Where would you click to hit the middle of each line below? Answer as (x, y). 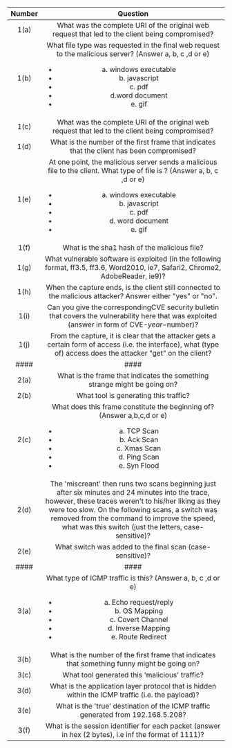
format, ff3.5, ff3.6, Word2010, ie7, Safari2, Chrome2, (133, 267)
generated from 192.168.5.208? (133, 714)
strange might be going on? (133, 384)
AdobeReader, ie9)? (133, 276)
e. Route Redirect (139, 637)
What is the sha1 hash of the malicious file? (133, 247)
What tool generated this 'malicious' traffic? (133, 675)
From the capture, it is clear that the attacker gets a (133, 336)
